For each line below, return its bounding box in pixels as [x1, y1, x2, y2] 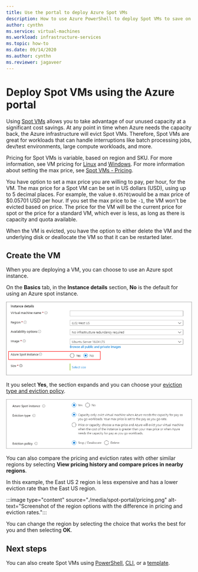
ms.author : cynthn [6, 53, 51, 59]
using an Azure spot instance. [6, 290, 78, 298]
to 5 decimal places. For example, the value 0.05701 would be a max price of [6, 191, 190, 198]
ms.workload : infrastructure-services [6, 34, 101, 41]
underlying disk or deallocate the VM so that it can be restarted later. [6, 233, 173, 240]
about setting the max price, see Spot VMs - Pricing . [6, 166, 134, 174]
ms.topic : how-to [6, 41, 49, 47]
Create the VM [6, 250, 61, 260]
